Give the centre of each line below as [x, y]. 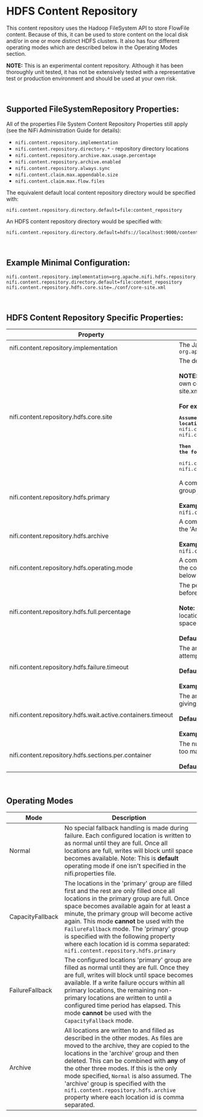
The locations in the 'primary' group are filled [128, 883]
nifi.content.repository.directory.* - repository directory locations [102, 148]
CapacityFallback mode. [99, 1021]
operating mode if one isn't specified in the [125, 866]
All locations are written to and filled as [119, 1031]
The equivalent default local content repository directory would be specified [101, 192]
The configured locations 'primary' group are [128, 960]
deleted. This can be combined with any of [125, 1061]
